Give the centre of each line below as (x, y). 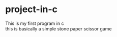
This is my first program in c (35, 23)
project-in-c (31, 9)
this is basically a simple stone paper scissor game (58, 28)
